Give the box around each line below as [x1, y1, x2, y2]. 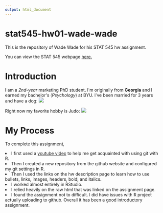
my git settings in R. [5, 166, 45, 172]
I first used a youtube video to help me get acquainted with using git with [11, 151, 158, 156]
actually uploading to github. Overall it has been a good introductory [5, 197, 143, 203]
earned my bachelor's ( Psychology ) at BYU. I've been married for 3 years [5, 92, 153, 98]
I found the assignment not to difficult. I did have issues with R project [11, 192, 152, 198]
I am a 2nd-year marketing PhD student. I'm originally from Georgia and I [5, 87, 153, 93]
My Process [5, 125, 55, 136]
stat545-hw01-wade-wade [5, 28, 117, 39]
